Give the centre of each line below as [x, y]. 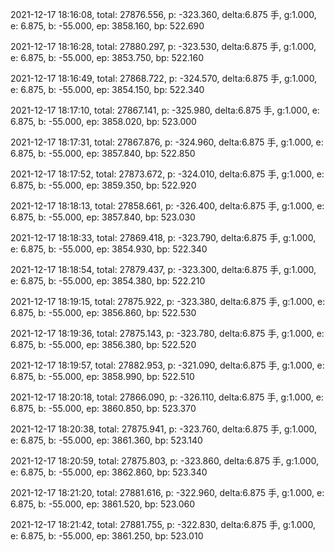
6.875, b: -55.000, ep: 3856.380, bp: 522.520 [103, 344]
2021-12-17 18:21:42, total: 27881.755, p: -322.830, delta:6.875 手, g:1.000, [163, 524]
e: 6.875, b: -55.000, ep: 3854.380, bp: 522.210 [108, 281]
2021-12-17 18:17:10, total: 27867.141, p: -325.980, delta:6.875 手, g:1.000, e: [165, 110]
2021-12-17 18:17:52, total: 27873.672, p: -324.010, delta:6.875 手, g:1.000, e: [167, 174]
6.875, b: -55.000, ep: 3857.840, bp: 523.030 [103, 217]
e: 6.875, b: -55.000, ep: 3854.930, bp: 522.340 [109, 249]
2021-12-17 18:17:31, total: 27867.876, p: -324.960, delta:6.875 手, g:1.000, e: [167, 142]
